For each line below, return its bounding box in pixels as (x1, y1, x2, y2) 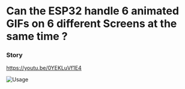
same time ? (6, 30, 68, 43)
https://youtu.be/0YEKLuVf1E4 (6, 65, 82, 72)
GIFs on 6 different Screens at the (6, 17, 177, 30)
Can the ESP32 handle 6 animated (6, 4, 179, 18)
